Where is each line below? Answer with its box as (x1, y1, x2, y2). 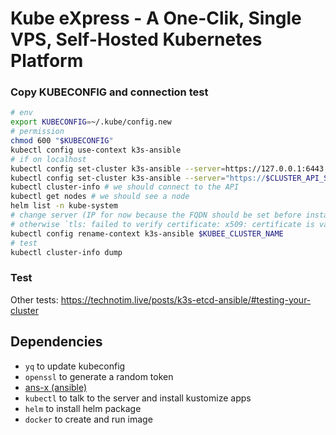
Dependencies (10, 333, 103, 351)
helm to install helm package (24, 402, 142, 414)
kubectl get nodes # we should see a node (10, 192, 190, 202)
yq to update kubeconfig (24, 360, 126, 372)
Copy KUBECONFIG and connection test (10, 85, 209, 99)
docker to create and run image (24, 413, 153, 425)
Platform (10, 50, 84, 72)
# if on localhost (10, 154, 87, 164)
